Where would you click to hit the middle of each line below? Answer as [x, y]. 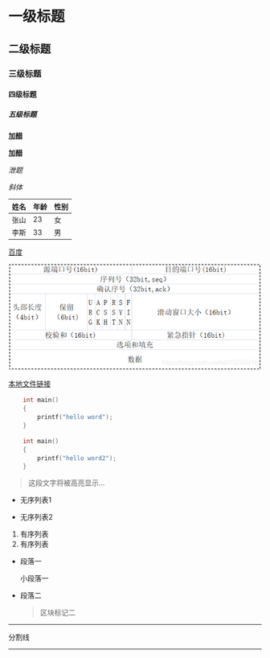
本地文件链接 [29, 384]
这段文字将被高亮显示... [66, 483]
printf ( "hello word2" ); [77, 458]
